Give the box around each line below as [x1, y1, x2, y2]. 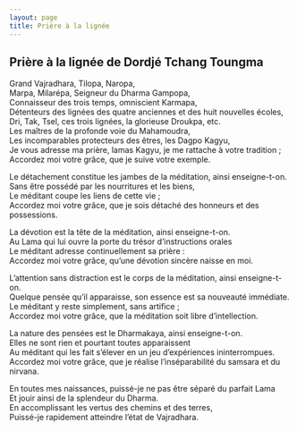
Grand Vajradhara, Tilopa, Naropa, [9, 78, 136, 89]
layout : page [9, 13, 58, 22]
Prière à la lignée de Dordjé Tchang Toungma [9, 55, 264, 70]
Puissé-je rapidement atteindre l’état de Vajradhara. [9, 412, 199, 423]
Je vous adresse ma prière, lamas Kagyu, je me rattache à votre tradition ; [9, 145, 282, 156]
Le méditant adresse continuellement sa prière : [9, 246, 185, 257]
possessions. [9, 209, 58, 220]
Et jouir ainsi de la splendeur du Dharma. [9, 393, 159, 403]
